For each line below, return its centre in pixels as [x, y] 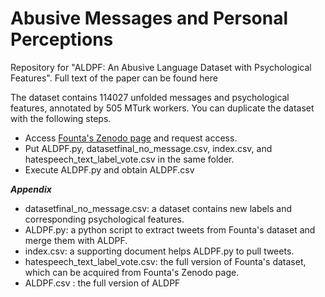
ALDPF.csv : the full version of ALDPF [102, 283]
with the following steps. [61, 118]
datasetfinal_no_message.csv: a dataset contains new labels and [158, 208]
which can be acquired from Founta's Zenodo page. [132, 272]
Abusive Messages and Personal [149, 18]
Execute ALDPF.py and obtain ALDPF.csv [109, 169]
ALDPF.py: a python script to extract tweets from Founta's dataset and [170, 229]
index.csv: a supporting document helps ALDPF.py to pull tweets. [159, 251]
